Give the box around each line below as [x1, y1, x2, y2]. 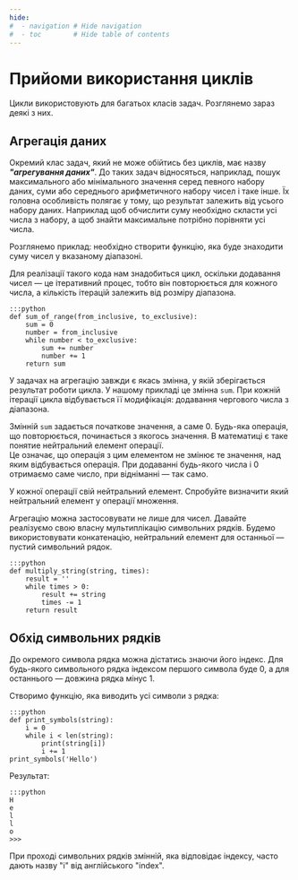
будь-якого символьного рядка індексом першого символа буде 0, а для [9, 663, 289, 674]
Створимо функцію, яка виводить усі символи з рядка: [9, 690, 219, 701]
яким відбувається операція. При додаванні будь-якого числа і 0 [9, 459, 260, 470]
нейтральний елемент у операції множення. [9, 496, 179, 506]
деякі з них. [9, 108, 54, 118]
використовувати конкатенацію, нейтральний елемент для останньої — [9, 532, 285, 543]
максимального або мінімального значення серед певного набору [9, 177, 266, 187]
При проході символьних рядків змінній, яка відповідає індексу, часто [9, 850, 279, 861]
